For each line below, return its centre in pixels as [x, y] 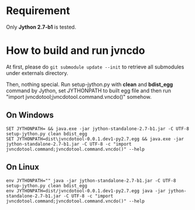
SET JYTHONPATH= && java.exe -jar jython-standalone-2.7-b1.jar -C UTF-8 [98, 129]
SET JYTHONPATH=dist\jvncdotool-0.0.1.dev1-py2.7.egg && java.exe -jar [95, 139]
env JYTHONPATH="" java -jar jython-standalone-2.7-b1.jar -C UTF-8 [91, 180]
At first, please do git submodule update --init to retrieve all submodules [95, 67]
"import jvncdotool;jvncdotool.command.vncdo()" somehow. [79, 97]
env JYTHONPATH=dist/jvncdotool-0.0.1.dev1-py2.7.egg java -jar [86, 191]
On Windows [30, 115]
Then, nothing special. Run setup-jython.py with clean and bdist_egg [90, 84]
